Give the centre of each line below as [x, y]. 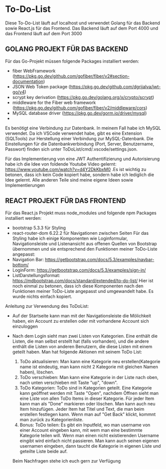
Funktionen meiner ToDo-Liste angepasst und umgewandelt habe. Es [83, 291]
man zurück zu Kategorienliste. [51, 419]
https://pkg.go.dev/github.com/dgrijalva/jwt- [115, 87]
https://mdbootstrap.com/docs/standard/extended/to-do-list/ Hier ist [83, 281]
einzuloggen [25, 326]
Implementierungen [25, 185]
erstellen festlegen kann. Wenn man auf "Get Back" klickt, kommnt [88, 414]
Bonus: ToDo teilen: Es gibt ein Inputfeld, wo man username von [85, 425]
